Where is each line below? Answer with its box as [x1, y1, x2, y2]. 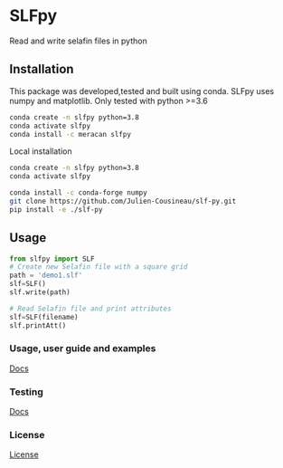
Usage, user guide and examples [9, 342, 156, 355]
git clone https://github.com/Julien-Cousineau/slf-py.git [9, 196, 237, 205]
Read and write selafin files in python [9, 35, 147, 46]
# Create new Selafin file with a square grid [9, 263, 188, 272]
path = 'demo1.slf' [9, 271, 83, 281]
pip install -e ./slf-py [9, 205, 103, 214]
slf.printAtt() [9, 320, 67, 330]
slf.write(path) [9, 288, 71, 297]
